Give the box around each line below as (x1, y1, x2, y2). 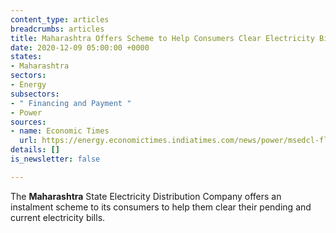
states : (10, 52, 43, 62)
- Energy (10, 80, 47, 90)
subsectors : (10, 89, 60, 99)
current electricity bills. (10, 211, 106, 223)
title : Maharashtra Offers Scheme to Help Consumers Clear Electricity (10, 33, 315, 43)
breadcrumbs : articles (10, 24, 105, 34)
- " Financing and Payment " (10, 98, 132, 108)
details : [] (10, 145, 60, 155)
